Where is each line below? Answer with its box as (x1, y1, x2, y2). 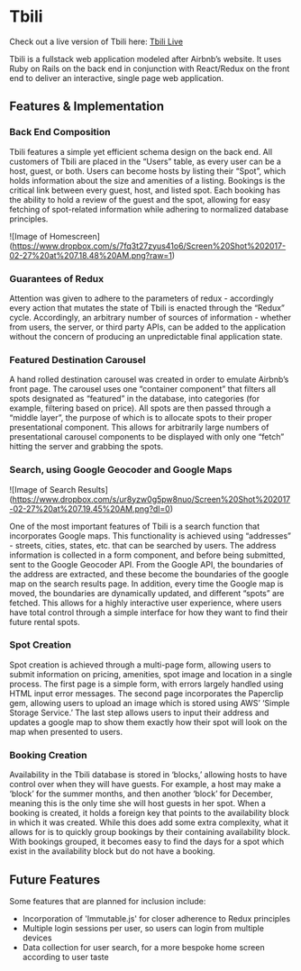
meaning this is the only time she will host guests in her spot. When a (9, 798, 266, 809)
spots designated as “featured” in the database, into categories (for (9, 394, 260, 404)
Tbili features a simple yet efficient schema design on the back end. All (9, 146, 273, 157)
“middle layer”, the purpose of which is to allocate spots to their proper (9, 413, 272, 423)
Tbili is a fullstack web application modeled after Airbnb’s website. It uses (9, 53, 282, 64)
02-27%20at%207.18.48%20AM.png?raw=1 (9, 250, 173, 260)
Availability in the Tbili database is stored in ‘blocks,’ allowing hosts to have (9, 769, 287, 780)
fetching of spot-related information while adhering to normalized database (9, 204, 289, 214)
